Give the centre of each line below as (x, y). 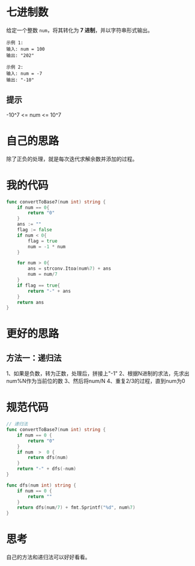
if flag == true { (39, 285)
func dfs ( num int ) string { (41, 485)
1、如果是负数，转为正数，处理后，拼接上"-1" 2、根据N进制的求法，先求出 (98, 373)
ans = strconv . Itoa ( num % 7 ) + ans (70, 269)
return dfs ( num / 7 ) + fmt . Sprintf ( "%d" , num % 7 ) (76, 508)
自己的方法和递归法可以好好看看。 (48, 557)
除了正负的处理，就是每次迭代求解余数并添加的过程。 (72, 159)
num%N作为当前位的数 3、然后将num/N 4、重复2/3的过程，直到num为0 (96, 381)
